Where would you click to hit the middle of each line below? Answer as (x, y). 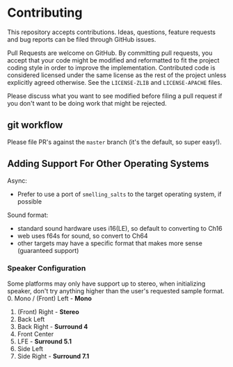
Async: (17, 180)
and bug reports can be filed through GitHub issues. (82, 39)
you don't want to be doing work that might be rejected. (87, 103)
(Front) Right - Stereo (48, 311)
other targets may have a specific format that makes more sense (110, 243)
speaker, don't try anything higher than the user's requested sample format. (116, 291)
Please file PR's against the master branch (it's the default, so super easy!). (114, 142)
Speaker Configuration (47, 268)
